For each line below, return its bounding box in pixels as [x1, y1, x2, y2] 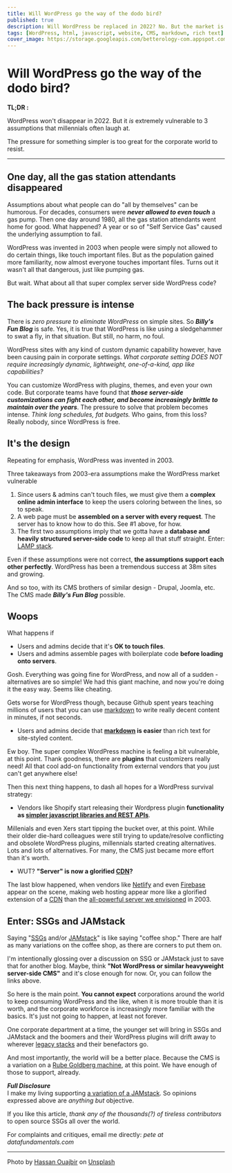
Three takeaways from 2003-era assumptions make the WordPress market [7, 469, 220, 478]
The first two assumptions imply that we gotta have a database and [17, 527, 211, 535]
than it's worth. [7, 854, 50, 862]
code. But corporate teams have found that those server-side [7, 388, 184, 397]
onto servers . [17, 657, 57, 665]
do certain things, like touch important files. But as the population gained [7, 251, 214, 259]
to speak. [17, 504, 44, 513]
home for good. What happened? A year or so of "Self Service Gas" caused [7, 222, 222, 230]
